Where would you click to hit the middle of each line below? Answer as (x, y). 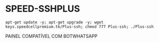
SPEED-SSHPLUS (43, 9)
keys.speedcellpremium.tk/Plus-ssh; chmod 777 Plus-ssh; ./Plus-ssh (79, 27)
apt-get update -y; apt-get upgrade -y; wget (54, 22)
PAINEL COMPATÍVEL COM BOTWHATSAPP (51, 36)
